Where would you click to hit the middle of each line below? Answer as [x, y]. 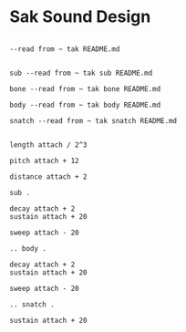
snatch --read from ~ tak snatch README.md [93, 120]
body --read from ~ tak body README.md [85, 105]
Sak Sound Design [80, 17]
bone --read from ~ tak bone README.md [85, 88]
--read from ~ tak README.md [65, 49]
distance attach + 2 [49, 176]
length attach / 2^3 [49, 145]
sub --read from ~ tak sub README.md [81, 73]
